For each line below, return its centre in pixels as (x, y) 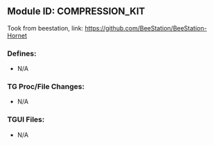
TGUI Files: (26, 119)
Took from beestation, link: (45, 28)
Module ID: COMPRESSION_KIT (76, 11)
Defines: (22, 53)
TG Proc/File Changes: (46, 87)
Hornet (17, 35)
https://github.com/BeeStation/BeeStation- (146, 28)
